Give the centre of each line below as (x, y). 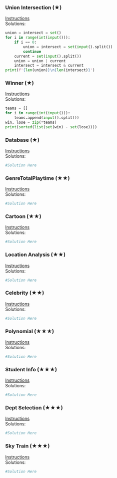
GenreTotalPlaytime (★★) (37, 178)
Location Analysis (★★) (35, 255)
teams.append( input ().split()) (47, 118)
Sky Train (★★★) (27, 446)
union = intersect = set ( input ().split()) (68, 47)
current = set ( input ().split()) (48, 56)
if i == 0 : (25, 42)
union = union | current (40, 61)
